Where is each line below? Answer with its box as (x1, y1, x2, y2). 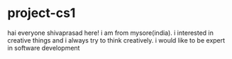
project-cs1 (7, 5, 76, 21)
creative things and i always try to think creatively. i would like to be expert (7, 36, 226, 44)
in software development (7, 43, 80, 52)
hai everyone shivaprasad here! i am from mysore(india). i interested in (7, 28, 214, 37)
